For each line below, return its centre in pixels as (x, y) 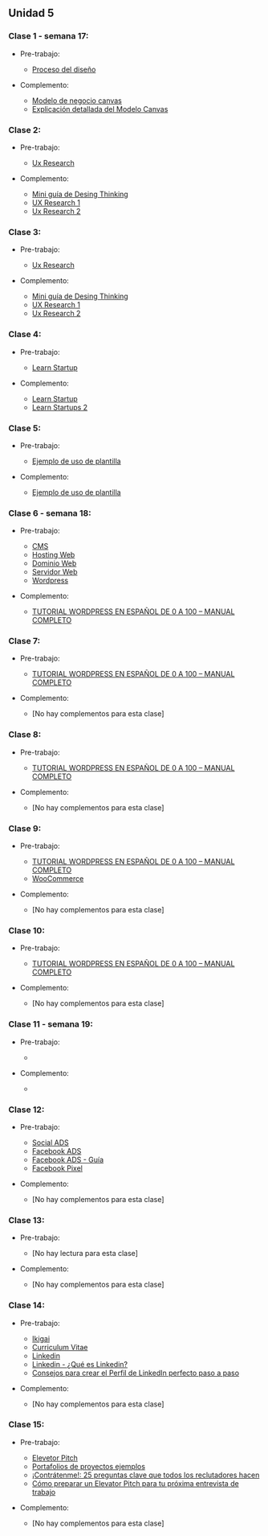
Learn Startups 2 (60, 407)
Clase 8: (25, 735)
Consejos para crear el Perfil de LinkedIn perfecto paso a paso (135, 1373)
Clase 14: (27, 1305)
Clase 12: (26, 1110)
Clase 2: (25, 130)
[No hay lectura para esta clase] (85, 1254)
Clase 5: (25, 428)
